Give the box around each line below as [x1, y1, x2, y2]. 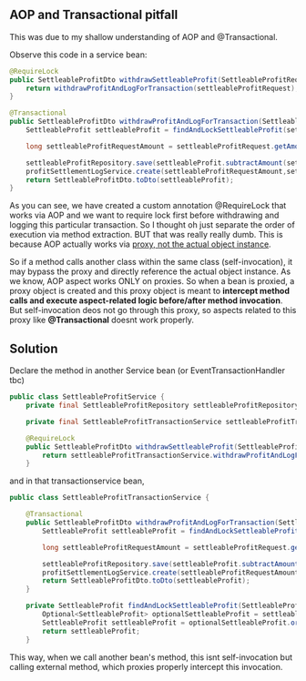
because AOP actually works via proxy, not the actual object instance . [9, 239, 271, 249]
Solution [9, 340, 58, 356]
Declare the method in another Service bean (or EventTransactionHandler [9, 365, 285, 376]
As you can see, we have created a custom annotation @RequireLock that [9, 200, 287, 211]
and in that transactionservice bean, [9, 475, 145, 486]
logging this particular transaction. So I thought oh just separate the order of [9, 219, 296, 230]
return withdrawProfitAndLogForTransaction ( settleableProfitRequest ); [25, 84, 300, 93]
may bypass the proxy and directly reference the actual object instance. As [9, 266, 291, 277]
